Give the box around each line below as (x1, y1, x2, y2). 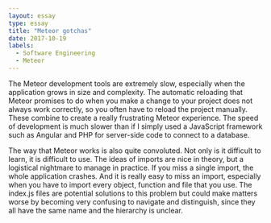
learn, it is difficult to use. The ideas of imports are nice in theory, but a (8, 154, 244, 163)
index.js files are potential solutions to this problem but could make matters (8, 188, 258, 198)
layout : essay (8, 11, 56, 20)
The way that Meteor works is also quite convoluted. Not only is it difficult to (8, 146, 261, 155)
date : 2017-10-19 (8, 34, 67, 43)
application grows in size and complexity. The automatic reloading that (8, 87, 244, 97)
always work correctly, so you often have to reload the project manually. (8, 104, 248, 114)
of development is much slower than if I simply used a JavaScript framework (8, 122, 263, 131)
